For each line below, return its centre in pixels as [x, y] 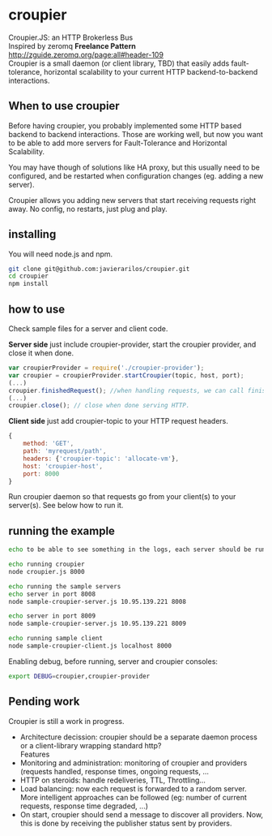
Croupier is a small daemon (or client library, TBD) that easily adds [119, 63]
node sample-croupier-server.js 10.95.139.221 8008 [97, 601]
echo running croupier [47, 565]
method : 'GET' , [49, 444]
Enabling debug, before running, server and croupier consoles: [113, 661]
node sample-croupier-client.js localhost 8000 [90, 646]
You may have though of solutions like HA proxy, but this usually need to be [134, 167]
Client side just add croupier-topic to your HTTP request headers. [119, 421]
